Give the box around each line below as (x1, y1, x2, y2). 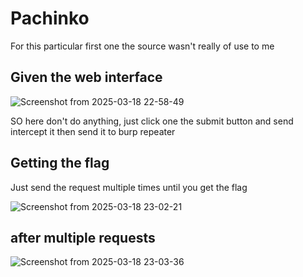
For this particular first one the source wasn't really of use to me (10, 40, 275, 52)
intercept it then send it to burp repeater (10, 125, 176, 137)
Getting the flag (10, 155, 110, 172)
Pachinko (10, 7, 90, 30)
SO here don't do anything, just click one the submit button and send (10, 115, 294, 127)
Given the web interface (10, 69, 163, 86)
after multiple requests (10, 229, 156, 246)
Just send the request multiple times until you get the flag (10, 181, 248, 193)
